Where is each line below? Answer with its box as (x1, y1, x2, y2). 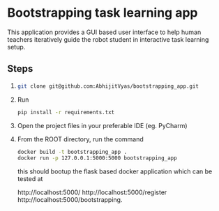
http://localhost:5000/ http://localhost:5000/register (17, 188, 167, 196)
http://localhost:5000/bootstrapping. (17, 196, 123, 204)
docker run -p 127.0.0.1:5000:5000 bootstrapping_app (17, 155, 177, 162)
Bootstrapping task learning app (7, 5, 198, 21)
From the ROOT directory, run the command (17, 134, 144, 143)
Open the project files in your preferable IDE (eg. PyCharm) (17, 121, 188, 130)
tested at (17, 175, 43, 183)
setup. (7, 42, 26, 51)
